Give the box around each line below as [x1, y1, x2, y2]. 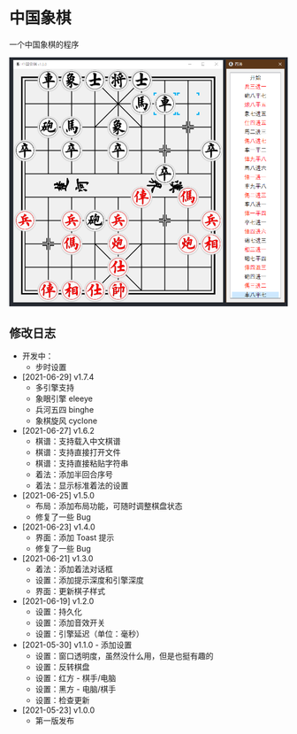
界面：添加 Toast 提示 [34, 532, 115, 543]
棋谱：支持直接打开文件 [34, 447, 121, 458]
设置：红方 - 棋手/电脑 [34, 673, 117, 684]
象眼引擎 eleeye [34, 393, 93, 404]
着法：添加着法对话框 [34, 564, 113, 575]
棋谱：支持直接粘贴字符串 [34, 458, 129, 469]
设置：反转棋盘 [34, 661, 90, 673]
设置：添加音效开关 [34, 617, 106, 629]
